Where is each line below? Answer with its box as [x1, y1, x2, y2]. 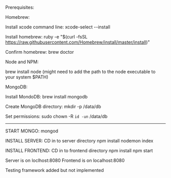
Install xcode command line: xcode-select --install [5, 24, 110, 30]
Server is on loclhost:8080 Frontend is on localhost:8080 [5, 157, 125, 163]
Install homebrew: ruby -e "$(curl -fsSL [5, 34, 88, 40]
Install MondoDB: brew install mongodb [5, 94, 88, 99]
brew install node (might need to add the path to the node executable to [5, 68, 156, 75]
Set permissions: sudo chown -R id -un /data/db [5, 114, 108, 119]
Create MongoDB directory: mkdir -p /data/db [5, 103, 101, 110]
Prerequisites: [5, 5, 35, 10]
